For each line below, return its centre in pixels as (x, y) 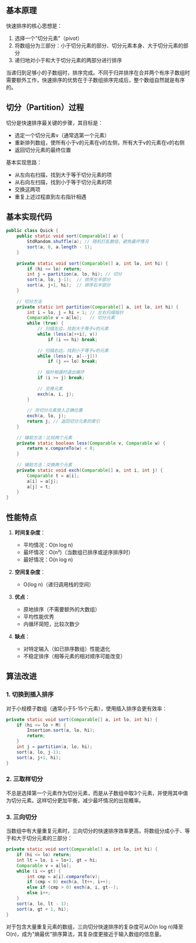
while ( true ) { (45, 323)
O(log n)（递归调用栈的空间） (59, 584)
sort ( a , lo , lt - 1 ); (43, 904)
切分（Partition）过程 (45, 107)
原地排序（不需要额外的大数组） (62, 609)
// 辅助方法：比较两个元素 (44, 438)
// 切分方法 (29, 301)
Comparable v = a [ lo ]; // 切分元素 (71, 318)
